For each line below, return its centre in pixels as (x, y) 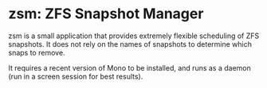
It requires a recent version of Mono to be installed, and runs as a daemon (130, 67)
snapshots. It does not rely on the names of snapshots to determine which (130, 44)
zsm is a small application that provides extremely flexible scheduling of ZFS (134, 36)
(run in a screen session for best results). (76, 76)
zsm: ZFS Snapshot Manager (106, 14)
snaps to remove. (37, 52)
